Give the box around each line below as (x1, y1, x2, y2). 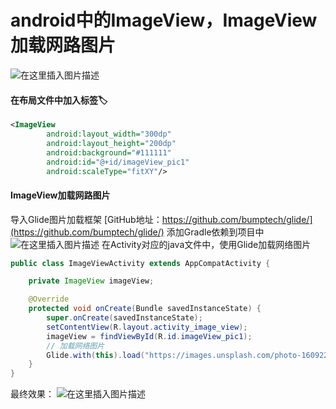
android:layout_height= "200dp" (46, 138, 177, 148)
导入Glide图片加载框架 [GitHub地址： (10, 213, 163, 225)
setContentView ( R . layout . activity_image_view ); (46, 322, 248, 332)
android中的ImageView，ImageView (10, 9, 318, 32)
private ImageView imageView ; (28, 276, 155, 286)
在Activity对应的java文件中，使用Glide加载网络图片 (101, 238, 312, 250)
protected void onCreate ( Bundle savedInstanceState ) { (28, 304, 262, 314)
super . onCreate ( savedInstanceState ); (46, 313, 203, 323)
